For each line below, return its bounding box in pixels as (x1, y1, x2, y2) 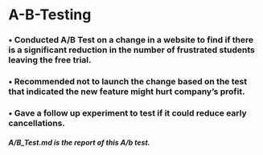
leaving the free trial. (8, 55, 92, 66)
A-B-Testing (8, 6, 92, 24)
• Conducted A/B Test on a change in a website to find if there (8, 35, 254, 46)
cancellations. (8, 117, 66, 128)
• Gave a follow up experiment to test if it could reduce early (8, 107, 247, 118)
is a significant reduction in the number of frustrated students (8, 44, 255, 55)
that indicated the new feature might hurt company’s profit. (8, 86, 245, 97)
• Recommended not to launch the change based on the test (8, 76, 248, 88)
